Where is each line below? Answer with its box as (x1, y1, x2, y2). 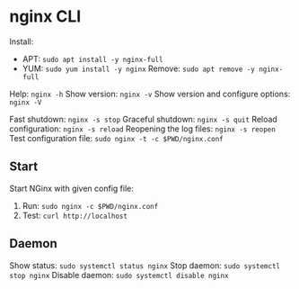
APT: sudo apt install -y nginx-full (22, 53, 163, 64)
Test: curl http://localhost (22, 210, 128, 221)
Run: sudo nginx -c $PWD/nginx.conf (22, 200, 159, 211)
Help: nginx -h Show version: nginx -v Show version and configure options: (9, 88, 291, 99)
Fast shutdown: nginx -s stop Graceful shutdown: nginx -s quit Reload (9, 113, 278, 124)
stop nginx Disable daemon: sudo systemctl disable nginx (9, 269, 229, 280)
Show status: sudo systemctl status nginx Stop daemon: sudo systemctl (9, 259, 281, 271)
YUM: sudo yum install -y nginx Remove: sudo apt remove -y (22, 63, 256, 74)
